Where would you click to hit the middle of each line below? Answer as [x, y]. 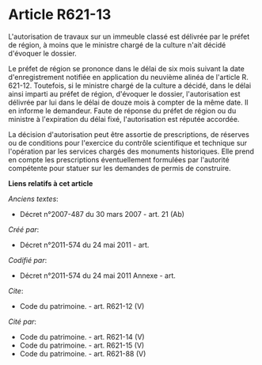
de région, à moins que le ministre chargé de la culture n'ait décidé [117, 44]
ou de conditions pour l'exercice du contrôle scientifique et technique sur [128, 143]
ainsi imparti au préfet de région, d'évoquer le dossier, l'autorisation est [124, 93]
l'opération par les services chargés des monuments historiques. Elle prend [131, 151]
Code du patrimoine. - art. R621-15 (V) [82, 345]
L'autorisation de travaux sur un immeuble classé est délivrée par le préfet [129, 36]
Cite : [16, 291]
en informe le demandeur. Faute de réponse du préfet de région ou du [122, 110]
